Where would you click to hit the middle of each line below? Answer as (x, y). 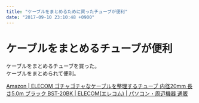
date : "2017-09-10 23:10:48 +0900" (50, 17)
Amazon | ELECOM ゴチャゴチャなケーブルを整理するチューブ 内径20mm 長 (99, 86)
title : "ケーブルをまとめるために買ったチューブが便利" (67, 12)
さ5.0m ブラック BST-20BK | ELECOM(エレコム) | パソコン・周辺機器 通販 (97, 93)
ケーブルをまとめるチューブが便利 (89, 49)
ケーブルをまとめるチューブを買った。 (53, 66)
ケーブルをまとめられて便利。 (43, 74)
